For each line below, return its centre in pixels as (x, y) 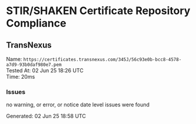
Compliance (36, 23)
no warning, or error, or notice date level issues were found (78, 105)
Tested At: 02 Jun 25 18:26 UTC (45, 71)
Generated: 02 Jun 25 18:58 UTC (46, 116)
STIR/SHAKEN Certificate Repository (98, 11)
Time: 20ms (21, 77)
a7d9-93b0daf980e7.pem (34, 65)
